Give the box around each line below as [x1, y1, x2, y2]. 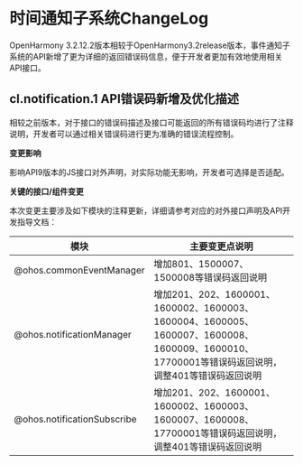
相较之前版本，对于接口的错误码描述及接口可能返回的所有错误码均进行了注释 [9, 116, 294, 127]
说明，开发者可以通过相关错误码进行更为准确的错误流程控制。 [9, 128, 239, 139]
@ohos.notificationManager [14, 328, 133, 340]
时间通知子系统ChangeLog [9, 8, 209, 29]
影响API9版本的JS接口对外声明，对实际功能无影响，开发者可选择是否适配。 [9, 166, 290, 177]
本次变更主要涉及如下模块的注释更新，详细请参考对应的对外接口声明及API [9, 205, 283, 216]
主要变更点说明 [189, 240, 254, 253]
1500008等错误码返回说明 [153, 271, 268, 284]
